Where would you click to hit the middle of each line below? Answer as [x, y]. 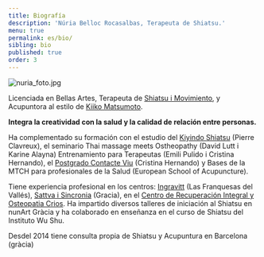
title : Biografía [37, 16]
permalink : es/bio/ [41, 38]
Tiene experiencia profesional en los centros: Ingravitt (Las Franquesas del [130, 186]
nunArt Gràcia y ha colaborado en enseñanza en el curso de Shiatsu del [126, 212]
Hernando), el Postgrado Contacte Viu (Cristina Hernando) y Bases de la [127, 162]
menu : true [26, 30]
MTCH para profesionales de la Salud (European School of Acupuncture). [128, 171]
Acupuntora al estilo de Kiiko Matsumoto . [76, 106]
